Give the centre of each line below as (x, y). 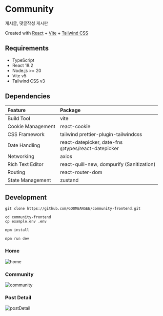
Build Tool (19, 118)
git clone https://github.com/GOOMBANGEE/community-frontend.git (73, 209)
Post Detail (18, 297)
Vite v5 (19, 76)
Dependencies (28, 96)
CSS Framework (26, 134)
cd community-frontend (28, 217)
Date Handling (24, 145)
